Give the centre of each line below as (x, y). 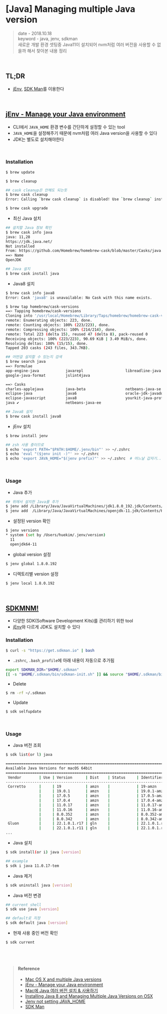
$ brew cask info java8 (30, 293)
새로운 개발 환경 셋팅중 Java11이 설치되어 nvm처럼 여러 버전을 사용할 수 (87, 44)
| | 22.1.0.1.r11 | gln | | (89, 828)
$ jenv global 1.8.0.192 (31, 563)
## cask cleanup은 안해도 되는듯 (36, 190)
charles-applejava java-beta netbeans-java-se (83, 389)
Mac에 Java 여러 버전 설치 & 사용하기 (61, 991)
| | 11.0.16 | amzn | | (89, 810)
